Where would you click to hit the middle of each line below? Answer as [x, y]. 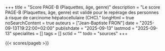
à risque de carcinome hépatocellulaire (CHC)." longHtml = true [70, 18]
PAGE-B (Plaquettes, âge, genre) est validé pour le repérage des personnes [82, 12]
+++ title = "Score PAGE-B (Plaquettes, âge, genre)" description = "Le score [83, 7]
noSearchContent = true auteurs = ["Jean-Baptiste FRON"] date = [72, 23]
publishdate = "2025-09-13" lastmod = [95, 28]
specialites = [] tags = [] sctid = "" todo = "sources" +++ [70, 33]
